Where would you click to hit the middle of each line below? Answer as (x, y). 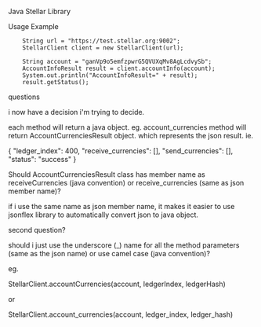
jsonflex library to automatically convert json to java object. (103, 215)
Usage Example (33, 26)
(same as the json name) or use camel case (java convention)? (109, 254)
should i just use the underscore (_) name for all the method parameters (124, 245)
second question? (37, 230)
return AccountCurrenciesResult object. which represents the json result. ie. (131, 136)
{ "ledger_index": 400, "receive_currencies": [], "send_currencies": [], (121, 151)
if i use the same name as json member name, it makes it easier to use (121, 206)
